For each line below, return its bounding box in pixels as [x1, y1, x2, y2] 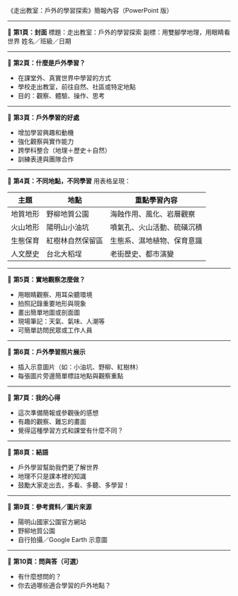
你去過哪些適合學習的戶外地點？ [17, 581, 111, 590]
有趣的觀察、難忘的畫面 [17, 418, 86, 426]
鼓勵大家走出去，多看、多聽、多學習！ [17, 481, 130, 489]
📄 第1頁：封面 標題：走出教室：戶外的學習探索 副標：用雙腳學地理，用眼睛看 [7, 28, 231, 36]
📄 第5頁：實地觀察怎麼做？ [7, 276, 86, 283]
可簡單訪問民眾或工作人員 [17, 326, 93, 334]
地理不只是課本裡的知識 [17, 472, 86, 480]
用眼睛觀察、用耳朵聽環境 [17, 291, 93, 298]
